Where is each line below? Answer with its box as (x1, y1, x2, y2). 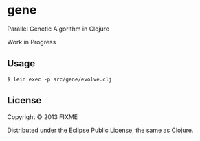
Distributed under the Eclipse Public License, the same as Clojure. (7, 126, 194, 134)
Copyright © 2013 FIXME (7, 112, 78, 121)
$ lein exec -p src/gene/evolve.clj (7, 76, 112, 83)
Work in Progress (7, 38, 56, 46)
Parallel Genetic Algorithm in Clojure (7, 25, 110, 33)
